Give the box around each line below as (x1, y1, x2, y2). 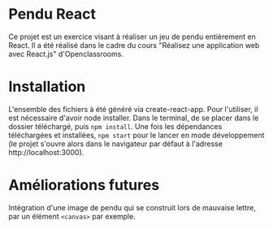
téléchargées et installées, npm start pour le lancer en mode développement (8, 130, 265, 140)
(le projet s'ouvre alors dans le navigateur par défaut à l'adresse (8, 139, 223, 149)
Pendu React (8, 5, 96, 24)
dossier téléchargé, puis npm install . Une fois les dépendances (8, 121, 223, 131)
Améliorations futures (8, 176, 160, 195)
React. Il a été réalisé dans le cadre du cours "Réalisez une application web (8, 40, 260, 50)
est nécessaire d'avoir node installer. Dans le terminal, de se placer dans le (8, 113, 259, 123)
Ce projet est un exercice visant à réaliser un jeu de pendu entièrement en (8, 32, 256, 41)
